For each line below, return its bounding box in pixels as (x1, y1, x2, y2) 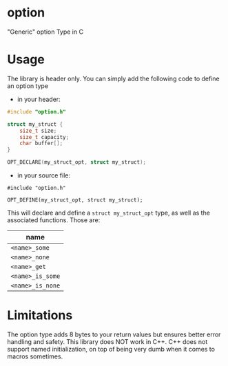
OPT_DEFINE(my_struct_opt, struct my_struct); (7, 197, 143, 204)
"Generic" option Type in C (7, 28, 84, 36)
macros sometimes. (7, 352, 63, 360)
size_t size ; (19, 127, 57, 134)
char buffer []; (19, 140, 63, 147)
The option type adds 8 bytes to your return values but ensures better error (7, 330, 221, 338)
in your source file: (17, 171, 71, 180)
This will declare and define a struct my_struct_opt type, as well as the (7, 208, 210, 217)
